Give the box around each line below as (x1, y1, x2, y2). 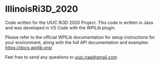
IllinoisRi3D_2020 (5, 3, 78, 15)
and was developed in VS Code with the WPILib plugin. (5, 24, 116, 30)
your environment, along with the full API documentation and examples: (5, 39, 149, 45)
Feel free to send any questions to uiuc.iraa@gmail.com (5, 54, 117, 60)
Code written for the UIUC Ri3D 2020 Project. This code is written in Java (5, 20, 153, 25)
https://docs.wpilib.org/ (5, 44, 52, 50)
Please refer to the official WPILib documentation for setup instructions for (5, 34, 155, 40)
